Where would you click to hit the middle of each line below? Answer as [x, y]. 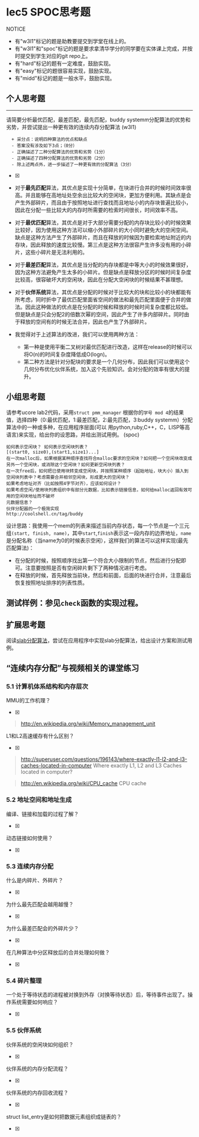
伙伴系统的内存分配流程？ [37, 1068]
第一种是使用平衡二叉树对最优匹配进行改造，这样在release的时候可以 [108, 346]
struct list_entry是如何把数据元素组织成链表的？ [64, 1116]
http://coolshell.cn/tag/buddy [45, 514]
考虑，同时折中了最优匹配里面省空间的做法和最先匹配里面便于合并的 [103, 299]
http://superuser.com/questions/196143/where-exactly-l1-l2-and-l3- [104, 759]
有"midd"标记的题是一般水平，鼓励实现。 [65, 78]
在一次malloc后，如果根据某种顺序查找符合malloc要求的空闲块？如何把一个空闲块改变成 [99, 458]
